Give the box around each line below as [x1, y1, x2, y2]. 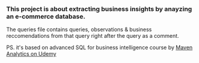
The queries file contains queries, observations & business [6, 26, 152, 33]
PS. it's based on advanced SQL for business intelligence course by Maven [6, 44, 193, 51]
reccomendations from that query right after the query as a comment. [6, 32, 179, 40]
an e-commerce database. [6, 12, 86, 20]
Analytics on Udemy [6, 50, 57, 58]
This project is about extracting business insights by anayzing [6, 5, 192, 13]
